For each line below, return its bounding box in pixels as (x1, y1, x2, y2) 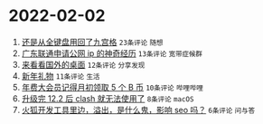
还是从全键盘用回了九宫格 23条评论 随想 (21, 36, 164, 47)
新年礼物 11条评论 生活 (21, 70, 100, 81)
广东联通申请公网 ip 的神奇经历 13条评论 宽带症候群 (21, 47, 202, 59)
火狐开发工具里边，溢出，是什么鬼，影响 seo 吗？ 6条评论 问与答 (21, 104, 256, 115)
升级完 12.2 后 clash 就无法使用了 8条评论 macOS (21, 92, 194, 104)
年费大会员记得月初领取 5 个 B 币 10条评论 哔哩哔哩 (21, 81, 204, 92)
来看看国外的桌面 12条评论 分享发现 (21, 59, 146, 70)
